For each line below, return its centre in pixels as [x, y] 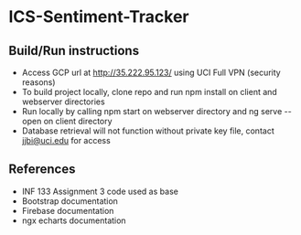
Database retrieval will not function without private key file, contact [148, 131]
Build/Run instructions [74, 51]
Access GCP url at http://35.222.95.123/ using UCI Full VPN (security [151, 72]
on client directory [78, 121]
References [42, 170]
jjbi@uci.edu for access [66, 140]
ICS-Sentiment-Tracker [99, 17]
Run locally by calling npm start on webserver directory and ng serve [152, 111]
